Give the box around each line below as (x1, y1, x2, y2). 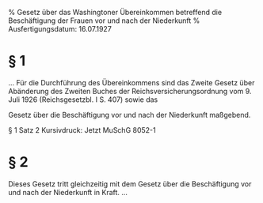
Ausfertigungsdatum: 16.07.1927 (8, 24, 112, 33)
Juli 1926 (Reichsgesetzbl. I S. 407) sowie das (8, 95, 158, 104)
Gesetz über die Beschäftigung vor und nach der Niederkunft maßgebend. (8, 110, 251, 119)
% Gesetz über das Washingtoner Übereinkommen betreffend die (8, 8, 223, 17)
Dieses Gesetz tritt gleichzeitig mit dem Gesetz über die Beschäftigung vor (8, 179, 252, 189)
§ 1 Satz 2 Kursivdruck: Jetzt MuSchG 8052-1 (8, 125, 156, 134)
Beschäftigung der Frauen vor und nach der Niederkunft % (8, 16, 200, 25)
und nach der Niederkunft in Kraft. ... (8, 187, 128, 197)
